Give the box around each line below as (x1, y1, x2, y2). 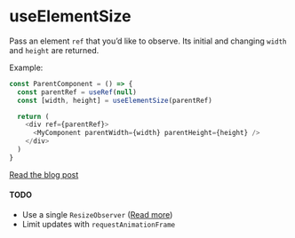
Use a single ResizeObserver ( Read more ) (21, 210, 173, 220)
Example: (9, 62, 44, 73)
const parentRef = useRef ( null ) (17, 87, 138, 97)
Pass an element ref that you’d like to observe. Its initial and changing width (9, 36, 287, 46)
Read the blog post (9, 169, 79, 179)
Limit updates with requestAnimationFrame (21, 219, 176, 230)
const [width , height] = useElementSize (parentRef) (17, 96, 213, 105)
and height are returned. (9, 44, 100, 55)
